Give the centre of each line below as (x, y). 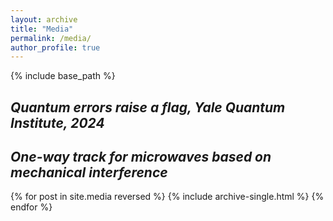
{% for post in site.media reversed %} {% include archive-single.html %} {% (167, 197)
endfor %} (31, 207)
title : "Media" (42, 29)
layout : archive (44, 19)
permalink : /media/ (51, 38)
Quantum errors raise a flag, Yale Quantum (148, 107)
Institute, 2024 (57, 122)
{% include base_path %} (63, 76)
